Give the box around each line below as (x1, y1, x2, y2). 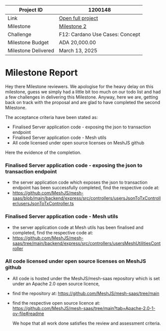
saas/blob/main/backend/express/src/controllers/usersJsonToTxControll (12, 195, 161, 201)
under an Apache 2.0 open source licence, (12, 281, 100, 287)
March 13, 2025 (59, 47, 98, 54)
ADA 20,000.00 (59, 39, 96, 46)
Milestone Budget (7, 39, 49, 46)
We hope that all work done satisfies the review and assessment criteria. (12, 320, 161, 326)
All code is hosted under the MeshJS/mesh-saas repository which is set (12, 275, 160, 281)
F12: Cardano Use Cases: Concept (59, 31, 141, 38)
